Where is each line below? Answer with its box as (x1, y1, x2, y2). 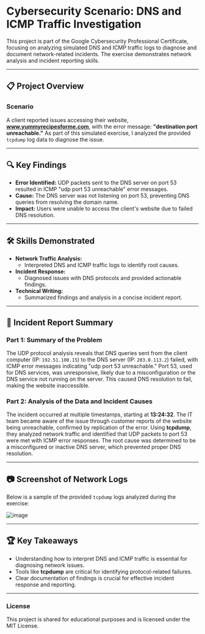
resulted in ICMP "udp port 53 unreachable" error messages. (15, 186, 169, 193)
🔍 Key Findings (6, 160, 67, 170)
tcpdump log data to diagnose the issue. (6, 135, 105, 143)
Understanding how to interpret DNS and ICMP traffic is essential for (15, 555, 188, 562)
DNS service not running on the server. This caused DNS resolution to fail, (6, 375, 193, 383)
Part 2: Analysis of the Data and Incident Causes (6, 397, 153, 405)
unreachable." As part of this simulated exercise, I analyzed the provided (6, 129, 191, 137)
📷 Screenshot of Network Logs (6, 474, 128, 485)
